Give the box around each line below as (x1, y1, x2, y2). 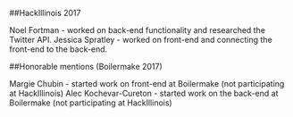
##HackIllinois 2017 (9, 8, 81, 18)
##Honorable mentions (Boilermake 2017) (9, 62, 163, 71)
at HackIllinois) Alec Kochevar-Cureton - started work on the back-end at (9, 88, 279, 98)
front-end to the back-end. (9, 44, 108, 54)
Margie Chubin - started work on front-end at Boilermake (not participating (9, 79, 285, 88)
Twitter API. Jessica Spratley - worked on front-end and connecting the (9, 35, 272, 45)
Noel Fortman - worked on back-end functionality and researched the (9, 25, 266, 35)
